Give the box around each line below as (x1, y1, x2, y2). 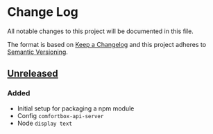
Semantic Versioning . (7, 48, 68, 56)
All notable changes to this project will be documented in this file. (7, 27, 194, 35)
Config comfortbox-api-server (17, 111, 104, 119)
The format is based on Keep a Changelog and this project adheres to (7, 40, 207, 48)
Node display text (17, 119, 73, 127)
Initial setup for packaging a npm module (17, 104, 135, 113)
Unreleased (7, 68, 59, 79)
